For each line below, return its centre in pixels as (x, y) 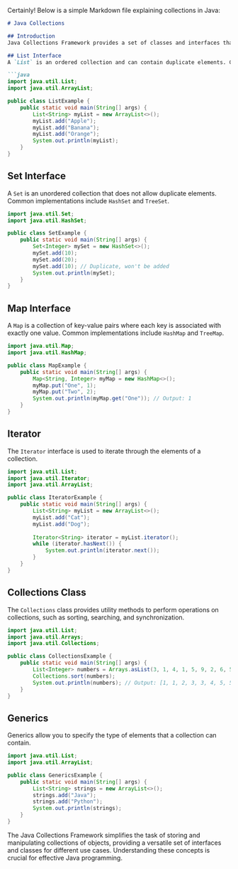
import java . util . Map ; (41, 346)
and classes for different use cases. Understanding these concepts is (109, 850)
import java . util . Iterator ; (49, 478)
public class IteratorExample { (55, 498)
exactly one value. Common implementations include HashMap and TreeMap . (116, 333)
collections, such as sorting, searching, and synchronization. (96, 617)
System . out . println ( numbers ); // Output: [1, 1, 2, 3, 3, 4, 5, (130, 683)
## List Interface (34, 55)
